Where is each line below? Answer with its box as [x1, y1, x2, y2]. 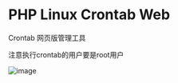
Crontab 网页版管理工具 [8, 33, 86, 42]
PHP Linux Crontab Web [8, 6, 170, 24]
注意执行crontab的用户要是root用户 [8, 49, 125, 59]
